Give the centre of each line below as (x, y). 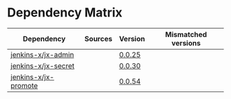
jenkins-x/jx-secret (43, 65)
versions (186, 43)
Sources (99, 38)
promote (24, 85)
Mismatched (186, 34)
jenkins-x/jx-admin (42, 54)
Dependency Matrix (65, 13)
